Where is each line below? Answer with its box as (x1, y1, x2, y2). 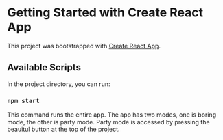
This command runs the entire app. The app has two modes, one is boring (7, 111, 217, 119)
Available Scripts (7, 61, 81, 73)
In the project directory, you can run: (7, 80, 110, 88)
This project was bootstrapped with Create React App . (7, 42, 161, 50)
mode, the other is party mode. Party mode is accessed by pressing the (7, 118, 211, 126)
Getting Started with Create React (7, 5, 204, 20)
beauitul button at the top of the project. (7, 125, 120, 134)
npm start (7, 97, 40, 104)
